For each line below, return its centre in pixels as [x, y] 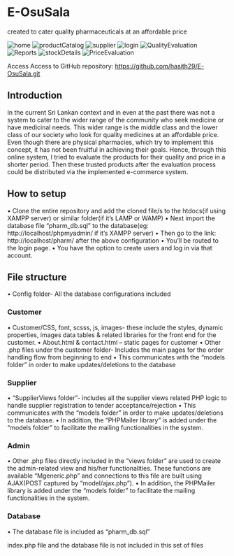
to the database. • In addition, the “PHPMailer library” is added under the [112, 420]
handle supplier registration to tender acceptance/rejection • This [102, 405]
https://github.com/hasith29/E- [160, 66]
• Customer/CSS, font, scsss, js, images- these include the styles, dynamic [115, 327]
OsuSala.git [24, 73]
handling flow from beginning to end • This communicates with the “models [116, 357]
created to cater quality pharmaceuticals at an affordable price [97, 31]
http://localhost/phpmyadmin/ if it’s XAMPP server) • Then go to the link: [112, 233]
